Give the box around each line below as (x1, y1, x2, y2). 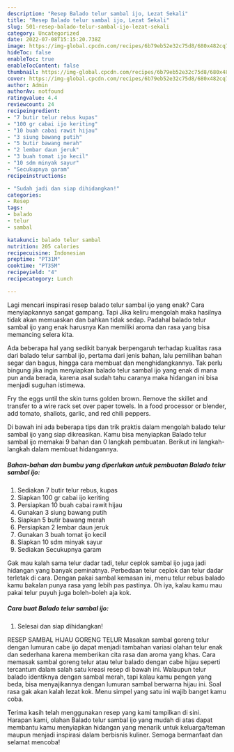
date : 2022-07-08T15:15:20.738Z (7, 36, 101, 43)
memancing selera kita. (7, 330, 75, 338)
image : (7, 43, 26, 50)
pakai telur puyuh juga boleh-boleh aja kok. (7, 588, 132, 596)
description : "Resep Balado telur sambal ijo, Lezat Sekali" (7, 10, 189, 17)
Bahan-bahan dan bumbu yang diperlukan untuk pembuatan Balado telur (7, 461, 226, 469)
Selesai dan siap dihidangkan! (17, 622, 103, 630)
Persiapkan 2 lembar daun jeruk (17, 522, 109, 531)
